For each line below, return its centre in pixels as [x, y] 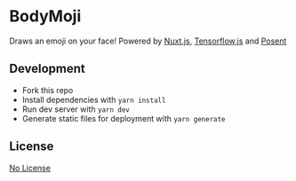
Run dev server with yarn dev [76, 109]
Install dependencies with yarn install [94, 99]
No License [30, 168]
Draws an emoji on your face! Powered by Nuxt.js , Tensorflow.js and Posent [148, 41]
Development [48, 69]
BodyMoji [45, 16]
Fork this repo [48, 90]
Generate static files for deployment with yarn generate [124, 118]
